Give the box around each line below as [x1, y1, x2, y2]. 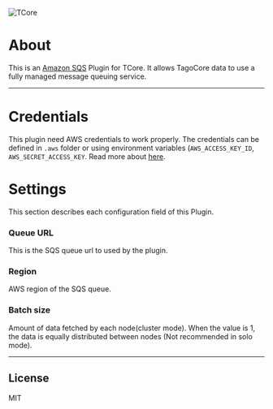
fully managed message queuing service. [8, 71, 147, 81]
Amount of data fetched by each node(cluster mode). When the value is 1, [8, 323, 256, 333]
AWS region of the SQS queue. [8, 284, 111, 294]
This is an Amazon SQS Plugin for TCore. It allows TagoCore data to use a [8, 62, 255, 72]
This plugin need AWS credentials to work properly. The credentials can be [8, 134, 260, 144]
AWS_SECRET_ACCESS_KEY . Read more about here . [8, 151, 166, 161]
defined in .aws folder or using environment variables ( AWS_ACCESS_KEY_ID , [8, 143, 254, 153]
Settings [8, 180, 67, 199]
